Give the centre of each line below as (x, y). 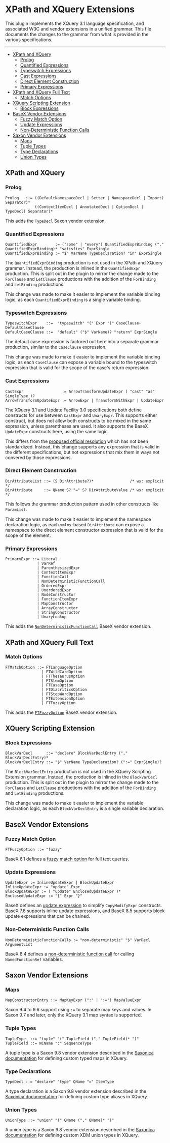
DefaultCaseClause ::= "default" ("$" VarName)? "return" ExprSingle (81, 332)
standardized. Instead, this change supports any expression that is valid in (82, 446)
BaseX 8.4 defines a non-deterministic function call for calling (70, 954)
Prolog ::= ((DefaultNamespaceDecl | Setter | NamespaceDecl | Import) (85, 198)
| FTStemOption (57, 681)
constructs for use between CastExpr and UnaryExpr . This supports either (81, 415)
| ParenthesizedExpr (59, 568)
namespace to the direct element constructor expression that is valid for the (84, 530)
